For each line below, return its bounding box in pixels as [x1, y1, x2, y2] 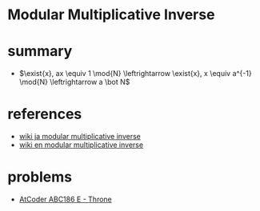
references [7, 105, 82, 123]
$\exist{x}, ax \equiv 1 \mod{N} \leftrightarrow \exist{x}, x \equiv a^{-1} [18, 69, 253, 78]
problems [7, 168, 73, 186]
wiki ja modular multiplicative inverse [18, 132, 141, 141]
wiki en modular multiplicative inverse [18, 140, 144, 149]
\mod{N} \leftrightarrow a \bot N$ [18, 78, 130, 87]
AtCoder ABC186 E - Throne [18, 194, 113, 204]
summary [7, 42, 73, 61]
